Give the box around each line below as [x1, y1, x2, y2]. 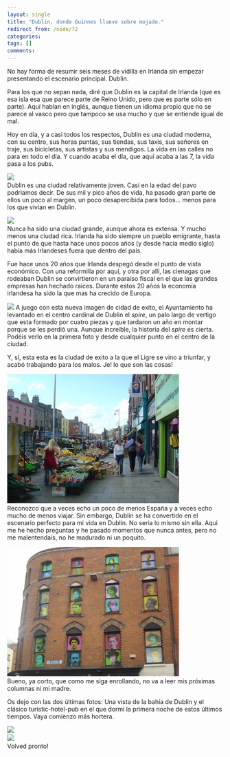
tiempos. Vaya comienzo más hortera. [7, 712, 115, 721]
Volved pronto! [7, 742, 49, 750]
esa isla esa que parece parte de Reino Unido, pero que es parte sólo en [7, 95, 211, 103]
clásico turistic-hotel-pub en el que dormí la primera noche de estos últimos [7, 705, 222, 713]
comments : [7, 47, 36, 54]
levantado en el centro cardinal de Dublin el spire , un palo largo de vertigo [7, 310, 216, 319]
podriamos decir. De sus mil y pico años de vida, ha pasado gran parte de [7, 189, 216, 196]
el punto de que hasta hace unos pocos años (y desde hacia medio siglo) [7, 239, 214, 247]
